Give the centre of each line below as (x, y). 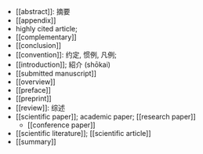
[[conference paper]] (61, 125)
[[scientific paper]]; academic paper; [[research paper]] (105, 117)
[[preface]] (33, 90)
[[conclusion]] (38, 45)
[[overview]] (36, 82)
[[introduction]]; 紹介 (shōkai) (63, 64)
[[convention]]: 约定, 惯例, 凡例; (66, 55)
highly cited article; (47, 29)
